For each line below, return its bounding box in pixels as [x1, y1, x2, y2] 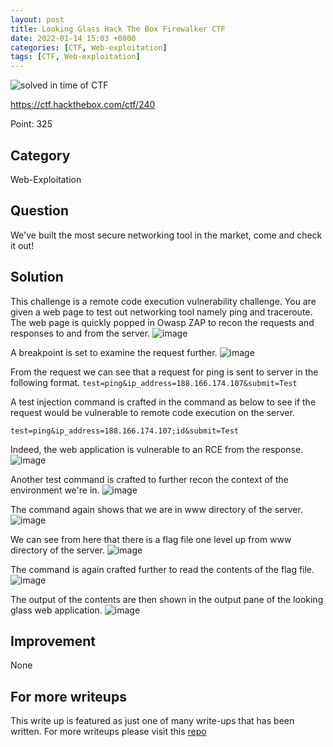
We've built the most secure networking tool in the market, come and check [10, 229, 323, 241]
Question [10, 202, 69, 220]
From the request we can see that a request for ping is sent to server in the [10, 366, 319, 378]
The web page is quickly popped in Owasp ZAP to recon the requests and [10, 316, 315, 328]
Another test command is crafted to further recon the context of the [10, 473, 289, 485]
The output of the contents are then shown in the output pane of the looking [10, 593, 324, 605]
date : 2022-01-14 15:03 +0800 [10, 33, 137, 43]
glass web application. [10, 604, 103, 616]
